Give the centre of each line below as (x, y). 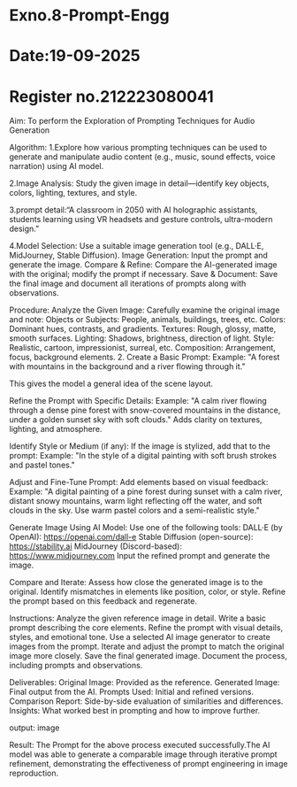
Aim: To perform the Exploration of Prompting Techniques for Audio (132, 121)
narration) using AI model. (57, 166)
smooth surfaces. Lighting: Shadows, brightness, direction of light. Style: (142, 338)
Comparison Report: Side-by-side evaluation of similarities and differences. (146, 701)
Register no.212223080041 (111, 96)
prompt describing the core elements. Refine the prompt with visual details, (146, 628)
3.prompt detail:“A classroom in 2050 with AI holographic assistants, (133, 210)
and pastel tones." (42, 465)
